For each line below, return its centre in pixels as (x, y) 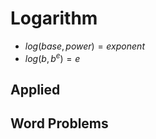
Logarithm (54, 18)
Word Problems (59, 123)
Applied (35, 89)
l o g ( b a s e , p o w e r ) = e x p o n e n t (84, 46)
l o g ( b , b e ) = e (52, 57)
